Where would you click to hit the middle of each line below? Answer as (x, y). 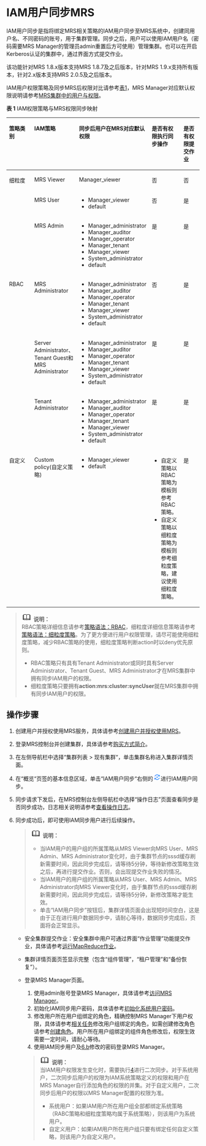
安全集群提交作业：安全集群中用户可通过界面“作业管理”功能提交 (105, 938)
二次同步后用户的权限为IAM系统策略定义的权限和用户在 (120, 1077)
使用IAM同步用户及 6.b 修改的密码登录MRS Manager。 (101, 1046)
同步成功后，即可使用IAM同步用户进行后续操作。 (77, 820)
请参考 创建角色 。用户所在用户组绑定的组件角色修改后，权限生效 (114, 1031)
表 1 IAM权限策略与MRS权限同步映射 (52, 108)
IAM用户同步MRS (51, 13)
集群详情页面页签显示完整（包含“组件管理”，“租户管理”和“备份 (103, 959)
